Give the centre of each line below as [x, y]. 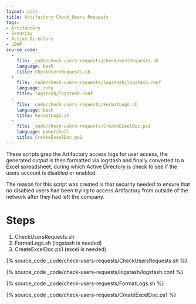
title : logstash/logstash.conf [55, 93]
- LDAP [14, 45]
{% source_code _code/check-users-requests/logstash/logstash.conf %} [95, 272]
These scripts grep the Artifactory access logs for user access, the [87, 154]
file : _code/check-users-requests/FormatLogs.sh [77, 104]
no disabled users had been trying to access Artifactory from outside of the [97, 190]
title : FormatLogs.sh [43, 115]
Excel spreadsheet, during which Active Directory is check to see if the [92, 166]
